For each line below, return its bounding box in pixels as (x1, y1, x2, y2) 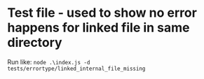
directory (7, 35, 62, 50)
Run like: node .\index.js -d (7, 57, 90, 66)
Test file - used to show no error (7, 5, 198, 21)
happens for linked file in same (7, 20, 191, 36)
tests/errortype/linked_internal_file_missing (7, 65, 146, 72)
